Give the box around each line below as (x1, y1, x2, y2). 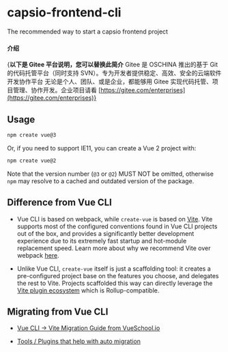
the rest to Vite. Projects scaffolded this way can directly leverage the (16, 279, 213, 287)
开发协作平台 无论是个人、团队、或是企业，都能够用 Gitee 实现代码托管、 (7, 77, 213, 86)
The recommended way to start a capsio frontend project (7, 27, 169, 36)
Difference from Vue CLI (7, 197, 113, 208)
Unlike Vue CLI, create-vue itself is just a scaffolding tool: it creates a (16, 265, 212, 273)
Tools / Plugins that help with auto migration (16, 337, 141, 346)
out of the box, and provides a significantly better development (16, 229, 195, 237)
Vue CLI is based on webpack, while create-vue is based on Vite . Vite (16, 215, 213, 223)
